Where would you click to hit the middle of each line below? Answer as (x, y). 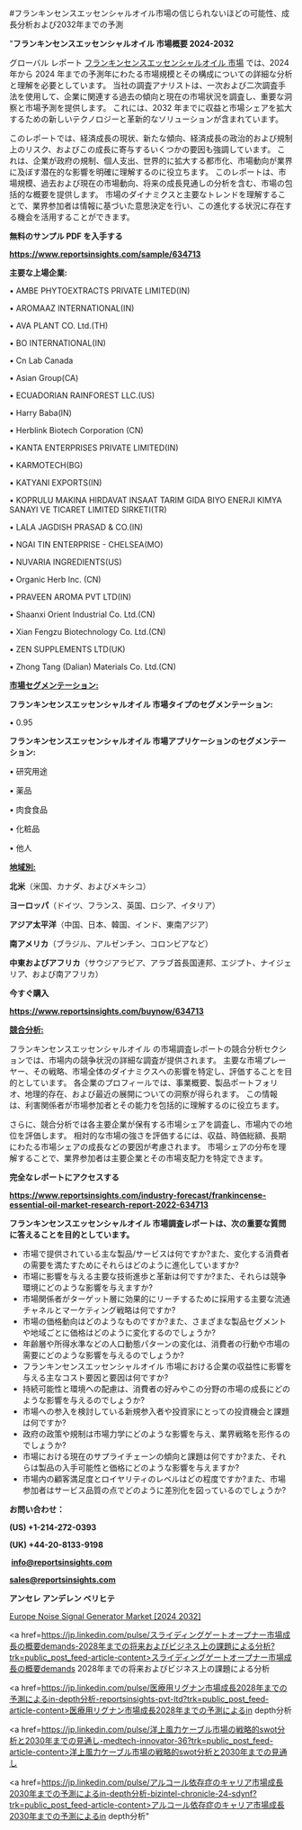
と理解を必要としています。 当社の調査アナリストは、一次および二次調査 (144, 85)
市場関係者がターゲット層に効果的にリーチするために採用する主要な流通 (156, 1299)
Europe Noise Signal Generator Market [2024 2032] (105, 1616)
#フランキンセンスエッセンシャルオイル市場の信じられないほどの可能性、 (146, 13)
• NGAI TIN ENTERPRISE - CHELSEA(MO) (86, 544)
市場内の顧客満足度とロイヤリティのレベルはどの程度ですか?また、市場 (154, 1479)
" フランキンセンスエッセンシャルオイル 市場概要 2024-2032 (122, 44)
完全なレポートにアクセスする (64, 1177)
